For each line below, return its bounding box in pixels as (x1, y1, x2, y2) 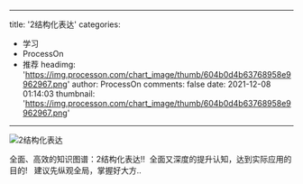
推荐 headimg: (22, 60, 77, 69)
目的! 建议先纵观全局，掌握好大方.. (9, 165, 142, 176)
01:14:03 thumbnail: (22, 88, 96, 99)
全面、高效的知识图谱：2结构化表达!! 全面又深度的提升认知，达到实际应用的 (9, 154, 292, 164)
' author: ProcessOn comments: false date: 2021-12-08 (67, 78, 271, 89)
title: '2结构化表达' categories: (9, 19, 121, 30)
